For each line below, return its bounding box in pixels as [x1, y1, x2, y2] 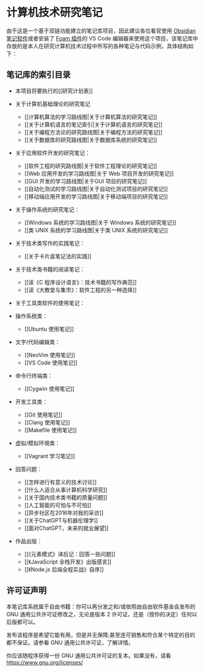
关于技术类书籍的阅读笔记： [15, 265, 86, 273]
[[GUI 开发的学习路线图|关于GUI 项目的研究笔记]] [24, 177, 147, 184]
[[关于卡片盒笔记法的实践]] [24, 252, 92, 260]
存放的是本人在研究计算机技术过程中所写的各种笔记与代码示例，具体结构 [6, 42, 188, 50]
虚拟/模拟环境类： [15, 439, 60, 447]
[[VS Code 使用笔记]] [24, 359, 78, 366]
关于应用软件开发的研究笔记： [15, 149, 90, 156]
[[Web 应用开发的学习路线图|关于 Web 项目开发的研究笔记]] [24, 170, 174, 177]
